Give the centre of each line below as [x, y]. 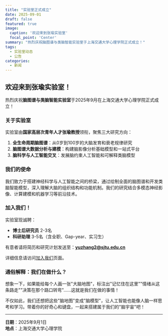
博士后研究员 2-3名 [32, 230]
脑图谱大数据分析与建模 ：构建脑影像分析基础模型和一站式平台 [76, 149]
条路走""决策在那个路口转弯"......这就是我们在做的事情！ [62, 290]
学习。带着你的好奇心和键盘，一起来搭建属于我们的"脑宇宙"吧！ [79, 307]
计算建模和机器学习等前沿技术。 [47, 194]
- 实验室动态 [21, 51]
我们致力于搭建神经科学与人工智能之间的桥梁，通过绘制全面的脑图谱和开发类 [84, 181]
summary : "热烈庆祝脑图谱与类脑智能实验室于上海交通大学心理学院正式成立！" [75, 42]
